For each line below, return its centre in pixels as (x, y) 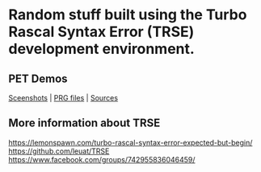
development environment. (102, 49)
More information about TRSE (84, 123)
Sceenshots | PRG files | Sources (63, 98)
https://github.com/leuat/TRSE (59, 151)
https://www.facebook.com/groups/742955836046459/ (102, 159)
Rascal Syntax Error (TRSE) (101, 32)
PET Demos (38, 78)
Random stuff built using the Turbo (128, 15)
